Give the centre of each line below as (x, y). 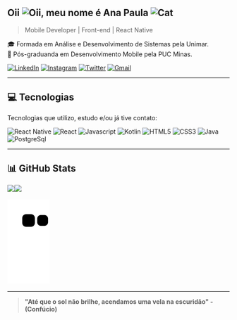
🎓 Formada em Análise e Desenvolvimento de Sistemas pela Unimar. (108, 44)
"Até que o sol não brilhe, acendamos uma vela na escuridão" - (119, 302)
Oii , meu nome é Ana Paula (78, 13)
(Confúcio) (41, 309)
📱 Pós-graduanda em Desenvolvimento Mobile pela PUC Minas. (100, 54)
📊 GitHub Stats (42, 168)
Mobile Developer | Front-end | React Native (89, 30)
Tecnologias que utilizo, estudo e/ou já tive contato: (82, 117)
